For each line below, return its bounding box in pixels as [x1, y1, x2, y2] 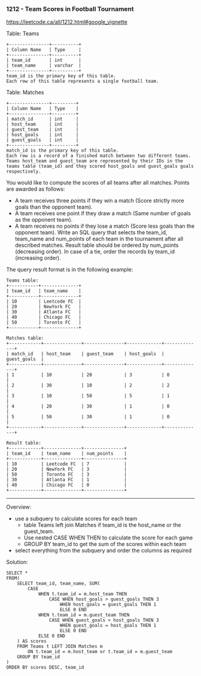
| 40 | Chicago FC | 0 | [6, 482, 127, 488]
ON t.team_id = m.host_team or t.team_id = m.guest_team [28, 649, 172, 655]
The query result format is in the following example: [6, 266, 133, 273]
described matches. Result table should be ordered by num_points [14, 242, 179, 249]
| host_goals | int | [6, 132, 79, 138]
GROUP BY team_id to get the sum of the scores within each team [23, 541, 187, 548]
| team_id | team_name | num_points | [6, 451, 127, 457]
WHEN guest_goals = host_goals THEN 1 [59, 623, 157, 629]
